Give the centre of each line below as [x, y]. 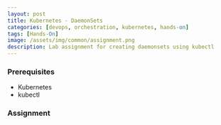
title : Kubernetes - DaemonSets [55, 21]
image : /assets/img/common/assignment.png [71, 40]
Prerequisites [31, 72]
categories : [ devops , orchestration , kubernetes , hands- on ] [98, 27]
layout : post [27, 14]
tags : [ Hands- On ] [33, 34]
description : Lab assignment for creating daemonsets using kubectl [111, 47]
